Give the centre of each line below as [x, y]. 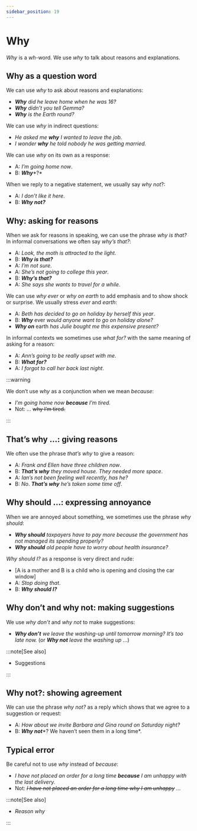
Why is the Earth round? [44, 114]
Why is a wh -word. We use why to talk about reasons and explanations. [93, 58]
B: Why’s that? [33, 278]
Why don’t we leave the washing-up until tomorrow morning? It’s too [99, 633]
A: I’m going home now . [43, 167]
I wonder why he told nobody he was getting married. [80, 144]
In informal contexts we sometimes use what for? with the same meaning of [98, 338]
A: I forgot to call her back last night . [59, 368]
